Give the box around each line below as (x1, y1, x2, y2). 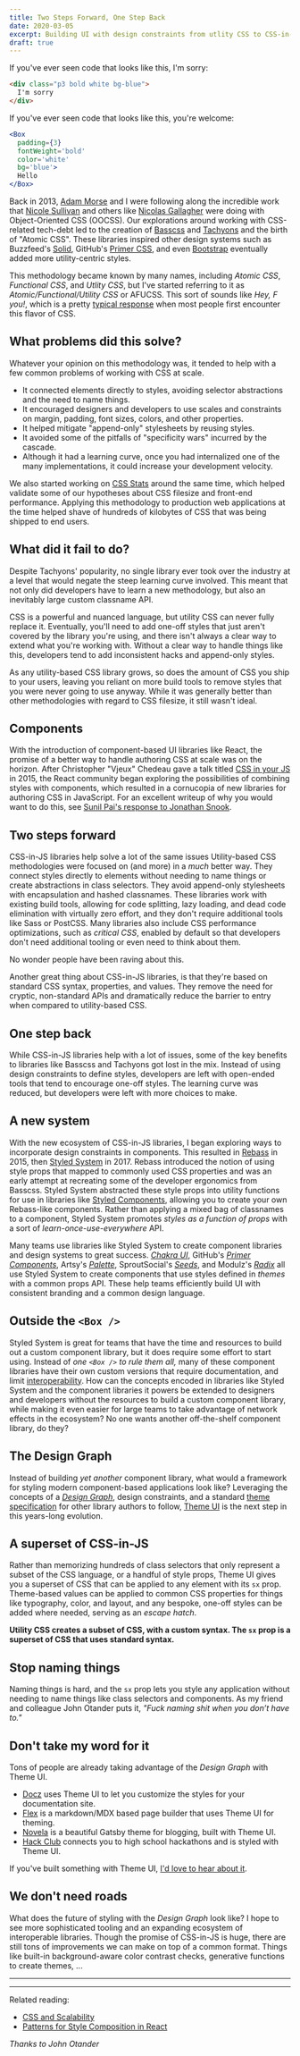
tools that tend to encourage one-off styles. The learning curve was (9, 1078, 259, 1089)
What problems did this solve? (9, 334, 182, 350)
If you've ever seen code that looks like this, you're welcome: (9, 113, 235, 123)
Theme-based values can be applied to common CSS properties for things (9, 1588, 284, 1599)
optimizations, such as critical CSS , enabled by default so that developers (9, 927, 281, 939)
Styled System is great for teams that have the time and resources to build (9, 1337, 283, 1348)
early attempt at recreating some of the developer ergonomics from (9, 1175, 258, 1185)
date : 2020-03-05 (9, 21, 74, 30)
